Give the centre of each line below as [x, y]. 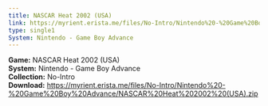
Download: [27, 85]
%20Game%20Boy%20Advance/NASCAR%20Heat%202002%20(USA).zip [133, 94]
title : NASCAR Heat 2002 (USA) [60, 15]
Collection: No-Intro [42, 77]
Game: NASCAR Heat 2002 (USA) [64, 60]
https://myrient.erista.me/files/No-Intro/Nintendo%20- [136, 85]
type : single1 [32, 30]
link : [17, 23]
